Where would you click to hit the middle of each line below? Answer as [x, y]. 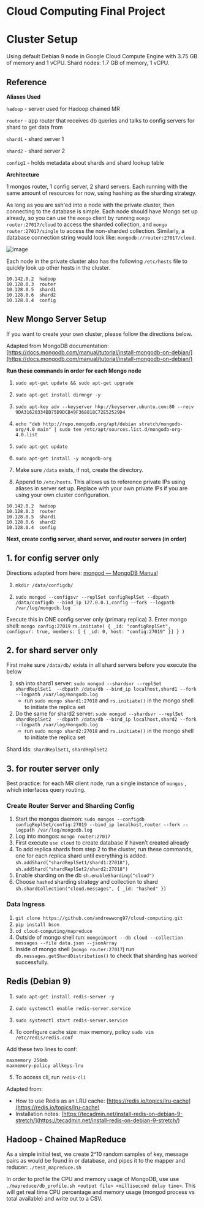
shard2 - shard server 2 [36, 151]
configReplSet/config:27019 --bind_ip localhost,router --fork [98, 825]
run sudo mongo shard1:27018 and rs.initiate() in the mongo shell [109, 701]
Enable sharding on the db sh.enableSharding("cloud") [85, 875]
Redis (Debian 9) [39, 982]
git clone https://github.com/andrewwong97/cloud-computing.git [99, 918]
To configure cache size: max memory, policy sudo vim [85, 1031]
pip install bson [37, 925]
